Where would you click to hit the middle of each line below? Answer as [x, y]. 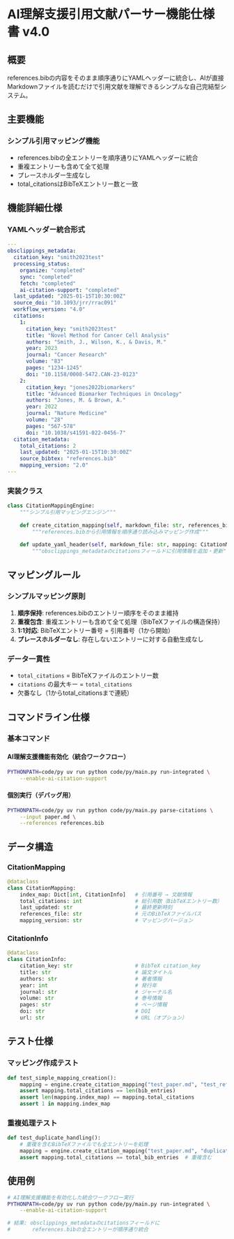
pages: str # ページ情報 [94, 1005]
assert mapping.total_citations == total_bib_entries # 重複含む [116, 1157]
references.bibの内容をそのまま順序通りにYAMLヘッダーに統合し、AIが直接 [116, 78]
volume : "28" [45, 420]
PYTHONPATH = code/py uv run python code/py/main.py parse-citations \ [110, 810]
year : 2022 [41, 407]
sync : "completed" [46, 277]
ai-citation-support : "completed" [70, 290]
